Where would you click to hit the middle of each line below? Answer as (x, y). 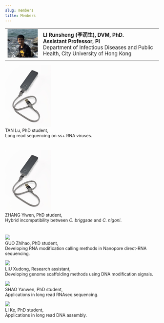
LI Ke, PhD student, (24, 310)
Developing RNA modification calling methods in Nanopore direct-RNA (76, 248)
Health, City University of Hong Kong (87, 54)
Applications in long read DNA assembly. (46, 315)
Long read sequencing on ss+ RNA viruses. (49, 135)
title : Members (20, 15)
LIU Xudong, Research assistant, (38, 269)
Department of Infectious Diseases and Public (98, 48)
